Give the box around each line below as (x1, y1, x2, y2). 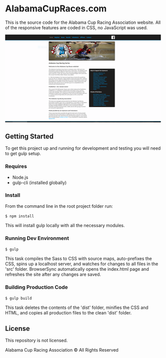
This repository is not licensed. (5, 338, 68, 344)
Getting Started (5, 132, 54, 140)
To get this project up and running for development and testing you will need (5, 145, 161, 151)
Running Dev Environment (5, 235, 69, 241)
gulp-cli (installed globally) (12, 179, 67, 185)
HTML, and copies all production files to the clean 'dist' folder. (5, 310, 132, 316)
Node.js (12, 174, 29, 180)
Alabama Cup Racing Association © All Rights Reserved (5, 347, 119, 353)
